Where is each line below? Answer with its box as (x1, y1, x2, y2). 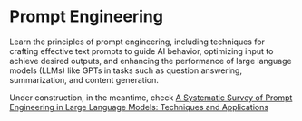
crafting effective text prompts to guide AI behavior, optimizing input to (9, 45, 274, 56)
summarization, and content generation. (9, 74, 159, 85)
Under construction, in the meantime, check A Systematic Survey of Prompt (9, 92, 293, 103)
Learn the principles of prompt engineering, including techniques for (9, 36, 266, 47)
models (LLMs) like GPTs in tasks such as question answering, (9, 65, 243, 76)
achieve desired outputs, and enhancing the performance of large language (9, 55, 292, 66)
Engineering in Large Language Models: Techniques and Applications (9, 101, 269, 112)
